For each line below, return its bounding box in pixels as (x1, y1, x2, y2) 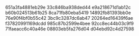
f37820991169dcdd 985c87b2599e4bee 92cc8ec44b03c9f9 (5, 20, 134, 26)
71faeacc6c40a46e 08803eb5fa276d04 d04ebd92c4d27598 (5, 26, 134, 32)
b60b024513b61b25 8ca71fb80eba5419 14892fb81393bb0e (5, 10, 131, 16)
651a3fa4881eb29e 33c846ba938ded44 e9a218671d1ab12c (5, 5, 131, 10)
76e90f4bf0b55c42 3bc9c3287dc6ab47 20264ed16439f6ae (5, 15, 133, 21)
